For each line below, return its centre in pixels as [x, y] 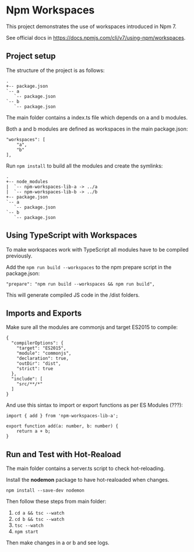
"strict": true [35, 369]
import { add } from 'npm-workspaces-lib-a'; [62, 416]
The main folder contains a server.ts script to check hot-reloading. [85, 468]
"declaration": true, [43, 359]
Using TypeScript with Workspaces [72, 236]
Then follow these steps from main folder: [56, 502]
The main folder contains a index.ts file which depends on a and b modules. [97, 117]
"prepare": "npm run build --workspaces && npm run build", [81, 284]
